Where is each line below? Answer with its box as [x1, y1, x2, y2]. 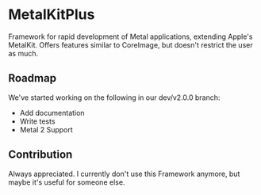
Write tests [19, 117, 56, 126]
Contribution [8, 148, 73, 162]
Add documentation [19, 108, 85, 117]
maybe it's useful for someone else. [8, 177, 125, 187]
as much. [8, 48, 39, 58]
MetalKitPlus [8, 6, 95, 24]
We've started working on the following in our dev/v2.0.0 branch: [8, 93, 221, 102]
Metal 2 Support [19, 124, 73, 134]
